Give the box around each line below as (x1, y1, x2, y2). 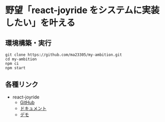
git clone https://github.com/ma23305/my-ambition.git (5, 52, 122, 57)
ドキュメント (20, 105, 47, 111)
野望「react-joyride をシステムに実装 (5, 5, 159, 16)
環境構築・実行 (5, 39, 52, 47)
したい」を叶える (5, 17, 76, 29)
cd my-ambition (5, 57, 37, 62)
